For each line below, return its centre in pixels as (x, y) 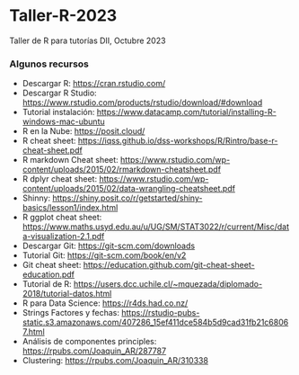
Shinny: (36, 198)
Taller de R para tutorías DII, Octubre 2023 (88, 40)
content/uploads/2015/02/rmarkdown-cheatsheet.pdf (122, 170)
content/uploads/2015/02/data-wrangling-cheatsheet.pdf (129, 189)
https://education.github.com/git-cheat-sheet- (169, 265)
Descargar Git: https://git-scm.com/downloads (109, 246)
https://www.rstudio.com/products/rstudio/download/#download (142, 103)
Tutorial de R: (47, 284)
